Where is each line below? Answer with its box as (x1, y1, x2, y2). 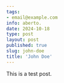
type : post (6, 31, 34, 37)
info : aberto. (6, 20, 42, 26)
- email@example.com (6, 14, 59, 20)
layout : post (6, 37, 39, 43)
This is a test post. (6, 70, 53, 77)
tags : (6, 8, 20, 15)
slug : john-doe (6, 48, 45, 54)
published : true (6, 43, 47, 49)
